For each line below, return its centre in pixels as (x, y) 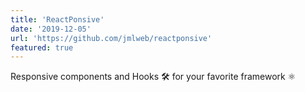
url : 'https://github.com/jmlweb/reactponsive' (111, 38)
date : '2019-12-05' (51, 29)
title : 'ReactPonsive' (57, 19)
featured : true (42, 47)
